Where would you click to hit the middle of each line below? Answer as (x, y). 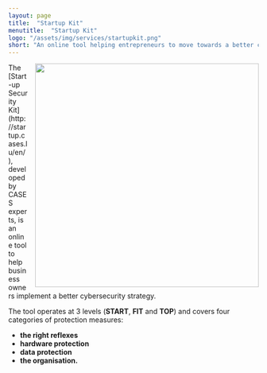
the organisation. (48, 361)
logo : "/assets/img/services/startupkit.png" (85, 38)
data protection (46, 352)
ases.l (18, 144)
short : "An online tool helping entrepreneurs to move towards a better (131, 45)
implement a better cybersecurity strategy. (86, 296)
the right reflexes (49, 336)
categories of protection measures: (66, 320)
